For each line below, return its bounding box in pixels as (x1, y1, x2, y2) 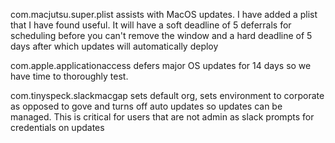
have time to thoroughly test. (10, 70, 129, 82)
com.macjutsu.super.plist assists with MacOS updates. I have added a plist (10, 9, 318, 20)
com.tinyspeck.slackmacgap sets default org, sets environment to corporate (10, 90, 325, 101)
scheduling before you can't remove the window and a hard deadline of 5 (10, 30, 313, 41)
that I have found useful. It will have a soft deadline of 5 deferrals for (10, 19, 292, 31)
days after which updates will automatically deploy (10, 40, 219, 52)
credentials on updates (10, 122, 105, 133)
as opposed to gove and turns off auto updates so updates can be (10, 100, 283, 112)
